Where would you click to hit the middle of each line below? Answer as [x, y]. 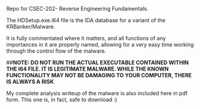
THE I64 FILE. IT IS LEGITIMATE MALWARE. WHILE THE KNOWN [87, 69]
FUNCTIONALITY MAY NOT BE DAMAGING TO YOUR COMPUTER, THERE [99, 75]
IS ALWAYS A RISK [30, 81]
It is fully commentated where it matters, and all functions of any [86, 38]
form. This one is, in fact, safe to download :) [62, 99]
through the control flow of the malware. [56, 51]
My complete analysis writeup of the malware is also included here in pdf [97, 93]
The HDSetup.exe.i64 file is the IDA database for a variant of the [86, 20]
